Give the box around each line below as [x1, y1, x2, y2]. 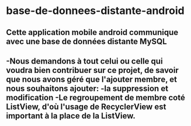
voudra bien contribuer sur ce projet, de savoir [6, 65, 179, 75]
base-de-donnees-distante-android [6, 4, 185, 17]
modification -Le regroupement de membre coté [6, 92, 185, 103]
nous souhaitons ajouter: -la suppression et [6, 83, 168, 93]
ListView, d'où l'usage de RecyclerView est [6, 101, 166, 111]
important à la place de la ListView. [6, 111, 136, 121]
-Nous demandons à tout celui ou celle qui [6, 56, 163, 66]
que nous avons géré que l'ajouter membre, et [6, 74, 177, 84]
